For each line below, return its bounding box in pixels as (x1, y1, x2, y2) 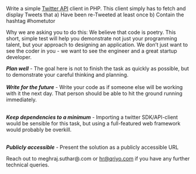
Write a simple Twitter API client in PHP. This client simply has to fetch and (6, 5, 186, 12)
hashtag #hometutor (6, 18, 56, 24)
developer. (6, 54, 32, 60)
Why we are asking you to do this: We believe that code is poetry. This (6, 29, 176, 36)
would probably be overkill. (6, 126, 72, 133)
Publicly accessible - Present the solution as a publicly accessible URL (6, 144, 179, 151)
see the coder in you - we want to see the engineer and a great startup (6, 47, 177, 54)
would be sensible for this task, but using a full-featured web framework (6, 120, 181, 127)
